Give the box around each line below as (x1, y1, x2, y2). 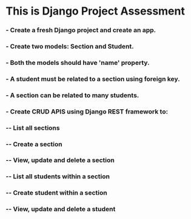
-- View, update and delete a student (5, 205, 116, 214)
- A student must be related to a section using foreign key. (5, 75, 180, 83)
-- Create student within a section (5, 189, 107, 197)
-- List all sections (5, 123, 60, 132)
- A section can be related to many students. (5, 91, 139, 99)
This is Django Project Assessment (5, 4, 186, 18)
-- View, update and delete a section (5, 156, 115, 164)
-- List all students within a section (5, 172, 110, 181)
